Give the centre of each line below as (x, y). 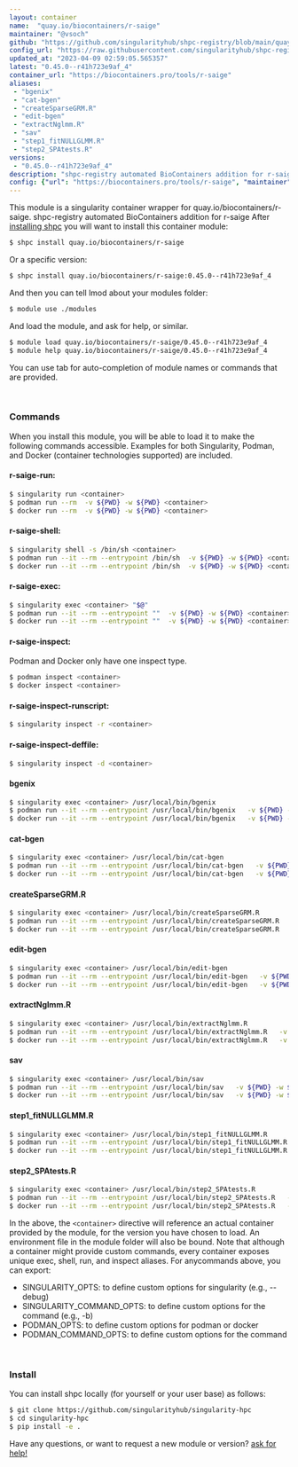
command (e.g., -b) (58, 1316)
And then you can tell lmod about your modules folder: (109, 293)
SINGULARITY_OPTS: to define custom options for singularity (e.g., (145, 1288)
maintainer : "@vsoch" (49, 34)
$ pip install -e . (45, 1427)
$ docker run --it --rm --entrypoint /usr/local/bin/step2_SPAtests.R (142, 1206)
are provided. (34, 377)
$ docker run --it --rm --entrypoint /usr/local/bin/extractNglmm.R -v (149, 1040)
